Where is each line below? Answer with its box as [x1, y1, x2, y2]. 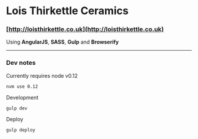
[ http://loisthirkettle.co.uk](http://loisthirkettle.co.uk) [6, 25, 164, 34]
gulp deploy [6, 127, 35, 133]
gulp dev [6, 105, 28, 111]
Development [6, 94, 39, 101]
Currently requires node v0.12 [6, 72, 78, 79]
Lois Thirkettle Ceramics [6, 4, 128, 18]
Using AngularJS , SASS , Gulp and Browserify [6, 38, 119, 45]
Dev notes [6, 59, 36, 67]
